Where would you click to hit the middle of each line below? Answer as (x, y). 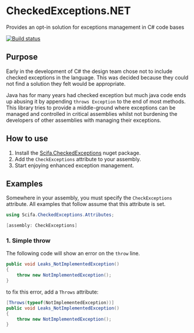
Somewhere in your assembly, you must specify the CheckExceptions (89, 198)
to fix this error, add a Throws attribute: (52, 292)
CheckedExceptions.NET (68, 11)
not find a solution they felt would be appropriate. (66, 84)
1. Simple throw (29, 241)
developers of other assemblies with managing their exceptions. (84, 120)
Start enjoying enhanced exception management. (74, 165)
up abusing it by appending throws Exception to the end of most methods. (96, 101)
